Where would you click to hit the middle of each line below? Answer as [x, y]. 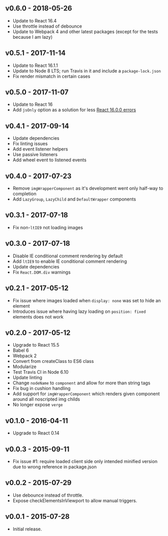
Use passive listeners [35, 155]
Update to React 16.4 [35, 20]
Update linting [27, 378]
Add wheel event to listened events [49, 160]
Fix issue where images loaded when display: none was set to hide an [87, 300]
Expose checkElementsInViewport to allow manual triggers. [75, 500]
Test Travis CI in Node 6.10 [40, 372]
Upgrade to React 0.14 [36, 433]
